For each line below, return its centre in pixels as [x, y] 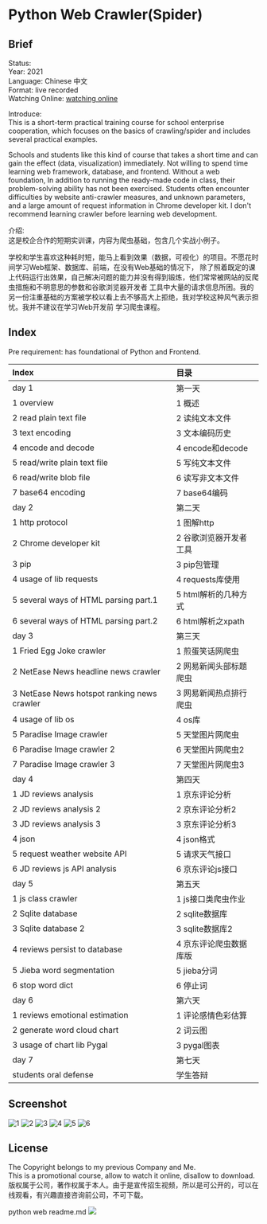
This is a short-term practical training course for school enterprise [116, 122]
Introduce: [25, 114]
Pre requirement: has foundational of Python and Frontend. [104, 351]
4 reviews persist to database [68, 949]
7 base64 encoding [49, 492]
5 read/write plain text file [60, 462]
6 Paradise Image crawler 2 [64, 749]
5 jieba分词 [197, 971]
